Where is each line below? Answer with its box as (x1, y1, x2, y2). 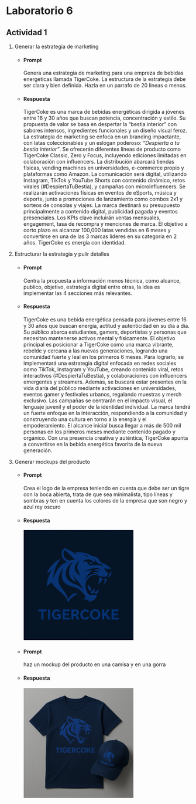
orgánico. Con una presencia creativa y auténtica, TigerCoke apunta (23, 434, 188, 441)
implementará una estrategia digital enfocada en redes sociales (23, 359, 177, 367)
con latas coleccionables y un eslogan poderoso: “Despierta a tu (23, 140, 180, 147)
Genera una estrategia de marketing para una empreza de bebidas (23, 69, 184, 77)
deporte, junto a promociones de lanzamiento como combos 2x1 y (23, 195, 183, 203)
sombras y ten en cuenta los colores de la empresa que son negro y (23, 497, 188, 504)
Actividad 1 (6, 28, 47, 38)
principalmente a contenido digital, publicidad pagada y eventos (23, 208, 178, 215)
